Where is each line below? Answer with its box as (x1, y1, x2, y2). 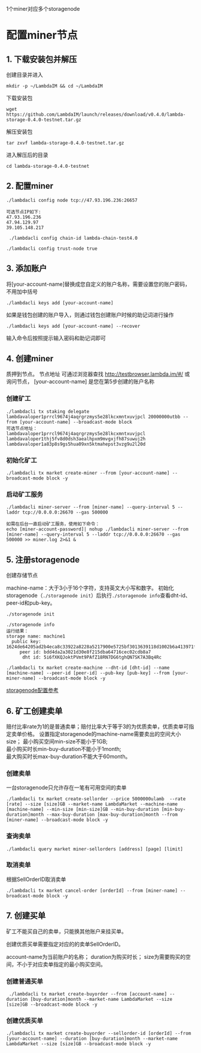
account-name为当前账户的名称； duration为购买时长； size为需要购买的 (6, 953, 186, 960)
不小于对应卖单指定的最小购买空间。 (16, 961, 106, 968)
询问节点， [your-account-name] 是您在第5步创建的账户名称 (6, 378, 154, 385)
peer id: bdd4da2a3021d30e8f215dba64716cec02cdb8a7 (19, 649, 151, 655)
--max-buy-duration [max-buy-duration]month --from (46, 811, 178, 818)
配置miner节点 (6, 29, 78, 42)
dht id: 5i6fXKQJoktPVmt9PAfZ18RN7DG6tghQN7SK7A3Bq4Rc (22, 654, 162, 660)
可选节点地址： (6, 425, 38, 432)
